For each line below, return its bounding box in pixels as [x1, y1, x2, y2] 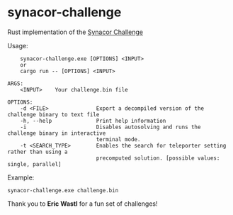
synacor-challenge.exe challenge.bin [7, 187, 119, 194]
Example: [7, 173, 35, 182]
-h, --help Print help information [20, 117, 166, 124]
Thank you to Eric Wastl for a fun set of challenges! [7, 199, 158, 208]
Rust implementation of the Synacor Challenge [7, 28, 144, 36]
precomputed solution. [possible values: [96, 154, 220, 162]
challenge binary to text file [7, 111, 100, 118]
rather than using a [7, 148, 69, 155]
